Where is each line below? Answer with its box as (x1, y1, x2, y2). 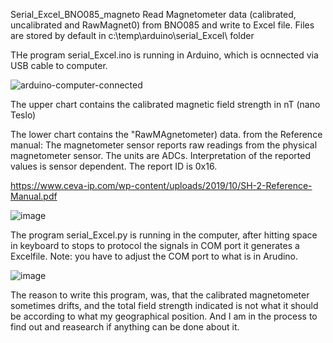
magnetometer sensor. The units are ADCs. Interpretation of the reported (10, 150, 311, 161)
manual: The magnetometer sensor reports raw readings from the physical (10, 139, 318, 151)
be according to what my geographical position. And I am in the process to (10, 310, 318, 322)
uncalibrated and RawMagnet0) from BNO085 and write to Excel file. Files (10, 19, 315, 31)
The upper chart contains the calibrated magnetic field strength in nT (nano (10, 99, 321, 110)
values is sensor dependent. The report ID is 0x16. (10, 160, 218, 172)
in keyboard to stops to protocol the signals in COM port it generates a (10, 240, 300, 251)
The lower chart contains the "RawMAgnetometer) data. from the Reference (10, 129, 323, 140)
